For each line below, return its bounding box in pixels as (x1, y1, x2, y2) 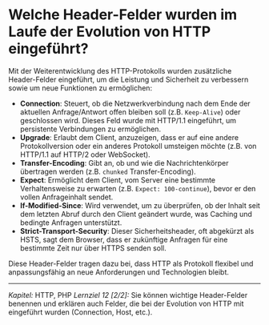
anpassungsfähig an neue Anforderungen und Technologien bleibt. (8, 267, 230, 277)
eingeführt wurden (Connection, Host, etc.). (8, 307, 153, 317)
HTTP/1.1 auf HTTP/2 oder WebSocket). (19, 150, 151, 159)
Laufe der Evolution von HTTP (8, 22, 211, 41)
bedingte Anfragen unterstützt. (19, 218, 122, 227)
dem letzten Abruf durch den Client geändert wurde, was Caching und (19, 209, 252, 219)
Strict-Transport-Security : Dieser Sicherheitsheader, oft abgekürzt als (19, 226, 255, 235)
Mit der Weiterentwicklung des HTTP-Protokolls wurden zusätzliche (8, 66, 232, 75)
